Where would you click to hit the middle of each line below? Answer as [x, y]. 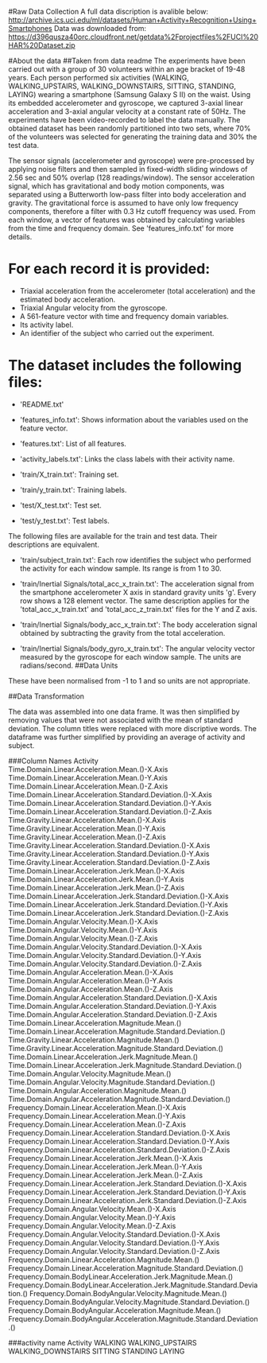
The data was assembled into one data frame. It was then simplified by [124, 711]
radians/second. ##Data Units [69, 665]
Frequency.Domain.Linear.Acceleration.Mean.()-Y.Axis [97, 1116]
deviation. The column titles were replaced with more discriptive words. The [132, 728]
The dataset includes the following [125, 366]
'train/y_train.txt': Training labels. [73, 489]
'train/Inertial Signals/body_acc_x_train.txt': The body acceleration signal [138, 625]
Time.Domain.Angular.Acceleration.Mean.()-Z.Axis [91, 989]
